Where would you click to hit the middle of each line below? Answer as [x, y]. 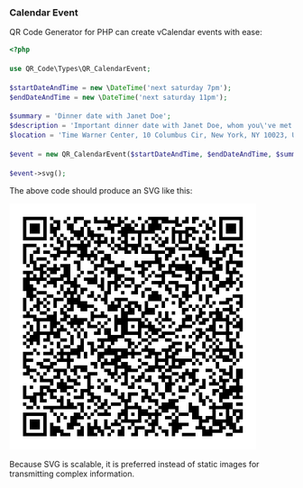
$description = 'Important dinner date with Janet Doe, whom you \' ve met [151, 126]
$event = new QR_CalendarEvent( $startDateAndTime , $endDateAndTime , [141, 154]
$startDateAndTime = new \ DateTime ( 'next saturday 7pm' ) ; [120, 87]
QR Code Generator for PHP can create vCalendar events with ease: [136, 32]
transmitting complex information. [72, 474]
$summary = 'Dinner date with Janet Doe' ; [90, 116]
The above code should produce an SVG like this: [101, 190]
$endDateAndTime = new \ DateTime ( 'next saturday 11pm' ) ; [119, 97]
